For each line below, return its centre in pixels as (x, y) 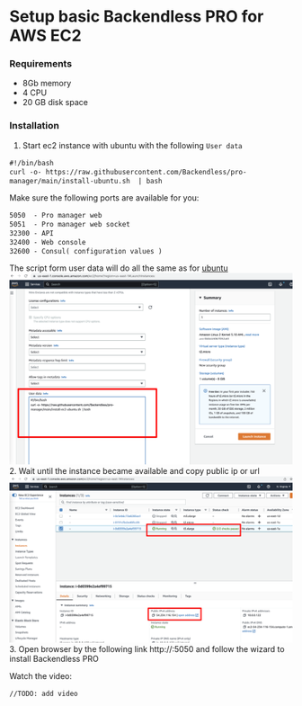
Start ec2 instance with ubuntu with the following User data (132, 145)
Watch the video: (40, 675)
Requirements (41, 64)
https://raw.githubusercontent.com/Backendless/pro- (146, 172)
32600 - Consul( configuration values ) (86, 251)
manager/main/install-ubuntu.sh (70, 181)
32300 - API (31, 233)
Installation (35, 126)
